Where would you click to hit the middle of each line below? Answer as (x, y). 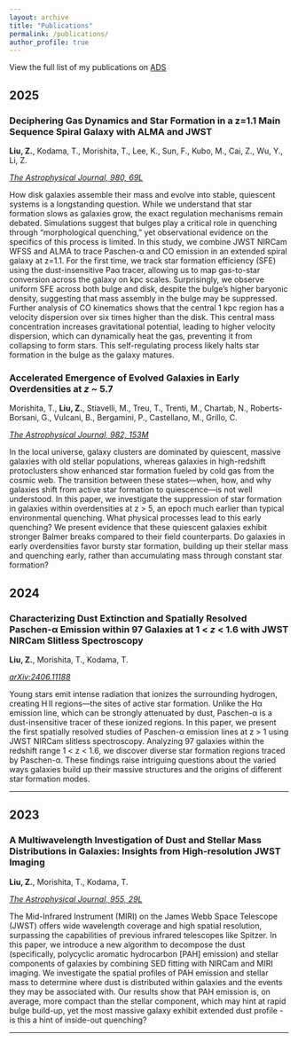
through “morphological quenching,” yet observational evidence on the (139, 232)
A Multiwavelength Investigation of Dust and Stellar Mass (136, 841)
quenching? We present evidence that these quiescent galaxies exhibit (138, 528)
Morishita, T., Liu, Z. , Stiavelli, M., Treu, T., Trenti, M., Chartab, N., (129, 408)
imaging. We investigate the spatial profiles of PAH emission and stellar (139, 973)
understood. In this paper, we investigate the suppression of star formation (145, 499)
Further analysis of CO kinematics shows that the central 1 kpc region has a (147, 308)
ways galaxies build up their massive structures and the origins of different (145, 769)
